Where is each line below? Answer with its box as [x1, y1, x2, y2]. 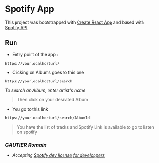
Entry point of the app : [12, 51, 58, 57]
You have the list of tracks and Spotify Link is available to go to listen [16, 124, 154, 130]
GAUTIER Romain [5, 141, 47, 148]
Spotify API [5, 24, 28, 30]
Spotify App [5, 3, 54, 15]
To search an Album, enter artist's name [5, 87, 86, 93]
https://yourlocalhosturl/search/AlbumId [5, 115, 90, 120]
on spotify [16, 129, 37, 135]
